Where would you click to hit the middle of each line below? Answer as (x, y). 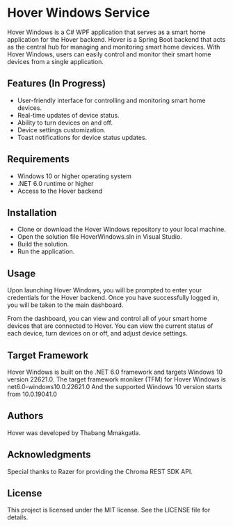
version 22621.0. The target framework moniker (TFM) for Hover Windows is (116, 379)
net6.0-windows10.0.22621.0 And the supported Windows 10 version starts (115, 387)
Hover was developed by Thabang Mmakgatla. (74, 432)
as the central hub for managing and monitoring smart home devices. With (114, 47)
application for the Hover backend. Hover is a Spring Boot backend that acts (116, 39)
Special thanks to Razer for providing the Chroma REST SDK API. (100, 471)
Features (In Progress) (57, 84)
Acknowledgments (49, 455)
